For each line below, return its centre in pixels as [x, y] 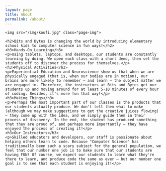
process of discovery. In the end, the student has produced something [81, 120]
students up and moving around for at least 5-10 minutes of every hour [82, 89]
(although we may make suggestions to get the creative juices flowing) [82, 111]
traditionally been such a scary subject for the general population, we [83, 146]
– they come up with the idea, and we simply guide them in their [75, 116]
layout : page [19, 10]
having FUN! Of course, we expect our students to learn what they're [80, 155]
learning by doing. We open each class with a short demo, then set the [82, 59]
